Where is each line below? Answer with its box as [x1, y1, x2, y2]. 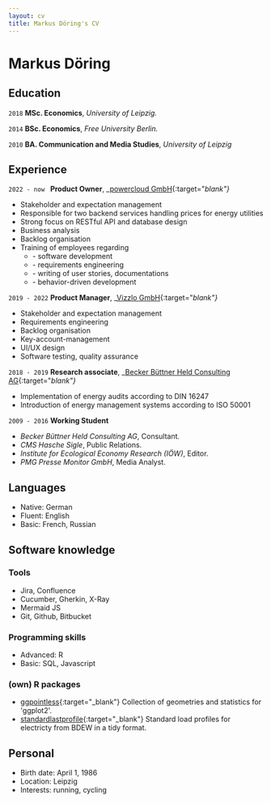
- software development [32, 252, 113, 261]
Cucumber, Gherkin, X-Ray [19, 594, 110, 604]
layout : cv [8, 11, 45, 20]
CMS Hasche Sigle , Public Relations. [19, 440, 142, 450]
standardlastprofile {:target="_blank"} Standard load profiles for [19, 714, 231, 724]
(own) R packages [8, 679, 81, 690]
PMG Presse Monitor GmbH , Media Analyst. [19, 457, 166, 467]
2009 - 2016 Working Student [8, 416, 109, 426]
